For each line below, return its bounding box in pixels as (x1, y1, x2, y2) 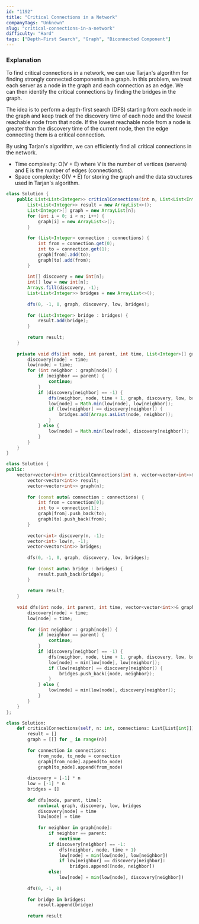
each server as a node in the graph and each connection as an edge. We (6, 82, 184, 89)
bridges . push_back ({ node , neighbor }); (59, 671, 155, 677)
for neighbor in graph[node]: (37, 825, 113, 831)
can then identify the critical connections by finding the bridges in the (6, 88, 176, 96)
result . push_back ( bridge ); (37, 571, 105, 577)
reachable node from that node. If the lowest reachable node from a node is (6, 119, 191, 126)
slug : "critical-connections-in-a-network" (6, 25, 115, 31)
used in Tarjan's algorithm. (14, 179, 80, 187)
